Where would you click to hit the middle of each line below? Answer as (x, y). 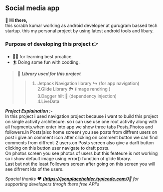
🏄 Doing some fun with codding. (46, 62)
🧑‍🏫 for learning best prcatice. (43, 57)
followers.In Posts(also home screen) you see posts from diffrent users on (81, 132)
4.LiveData (48, 101)
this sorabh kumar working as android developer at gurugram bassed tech (81, 25)
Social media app (32, 8)
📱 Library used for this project (49, 74)
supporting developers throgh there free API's (52, 184)
